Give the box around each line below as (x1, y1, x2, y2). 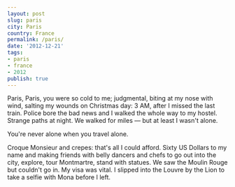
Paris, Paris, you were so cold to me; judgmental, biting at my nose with (7, 94, 213, 103)
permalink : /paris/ (7, 36, 64, 43)
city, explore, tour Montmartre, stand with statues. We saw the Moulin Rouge (7, 158, 228, 167)
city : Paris (7, 23, 42, 30)
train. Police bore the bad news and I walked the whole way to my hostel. (7, 109, 218, 117)
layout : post (7, 10, 45, 17)
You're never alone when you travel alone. (7, 130, 129, 138)
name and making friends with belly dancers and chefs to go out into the (7, 151, 217, 159)
